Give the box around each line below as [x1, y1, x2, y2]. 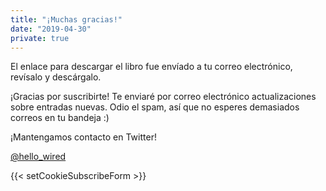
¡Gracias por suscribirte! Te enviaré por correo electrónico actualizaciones [10, 91, 317, 103]
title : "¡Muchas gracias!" [10, 14, 123, 25]
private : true [10, 33, 70, 43]
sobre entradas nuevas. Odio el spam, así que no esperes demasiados [10, 101, 300, 113]
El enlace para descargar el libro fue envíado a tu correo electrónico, [10, 61, 293, 73]
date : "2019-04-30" [10, 24, 92, 34]
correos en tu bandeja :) [10, 112, 110, 124]
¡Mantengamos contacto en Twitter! [10, 131, 157, 143]
